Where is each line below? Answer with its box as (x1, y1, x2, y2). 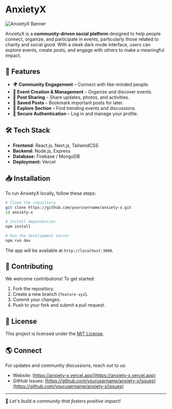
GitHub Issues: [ (12, 378, 47, 384)
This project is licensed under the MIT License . (5, 330, 104, 337)
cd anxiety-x (5, 210, 33, 215)
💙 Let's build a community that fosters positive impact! (5, 398, 121, 404)
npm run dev (5, 238, 31, 243)
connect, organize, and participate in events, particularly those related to (5, 36, 159, 42)
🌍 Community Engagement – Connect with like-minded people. (12, 81, 149, 87)
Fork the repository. (12, 286, 55, 292)
